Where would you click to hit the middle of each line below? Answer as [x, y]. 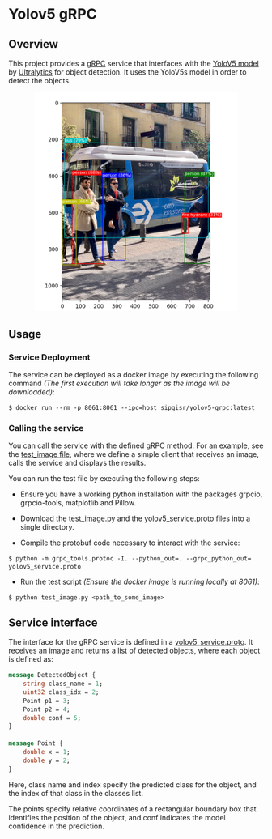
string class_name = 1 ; [63, 684]
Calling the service [46, 428]
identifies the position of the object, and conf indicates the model [117, 817]
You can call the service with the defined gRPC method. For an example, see [136, 445]
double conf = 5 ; [52, 718]
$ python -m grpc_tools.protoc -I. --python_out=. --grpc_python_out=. [132, 559]
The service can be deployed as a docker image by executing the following [134, 375]
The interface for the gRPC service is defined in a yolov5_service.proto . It [131, 642]
